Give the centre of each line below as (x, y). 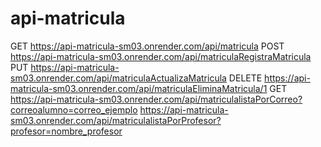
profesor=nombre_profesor (66, 131)
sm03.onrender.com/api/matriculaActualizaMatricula (118, 78)
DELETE (245, 78)
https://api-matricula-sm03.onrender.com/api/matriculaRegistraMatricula (161, 56)
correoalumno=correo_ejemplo (74, 109)
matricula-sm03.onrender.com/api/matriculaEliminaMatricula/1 (139, 88)
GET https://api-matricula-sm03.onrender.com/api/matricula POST (147, 46)
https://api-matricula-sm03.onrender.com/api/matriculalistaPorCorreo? (156, 99)
